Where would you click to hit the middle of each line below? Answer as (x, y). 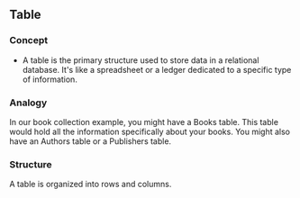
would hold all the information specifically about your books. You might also (150, 131)
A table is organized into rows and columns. (91, 184)
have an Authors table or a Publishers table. (91, 141)
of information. (50, 79)
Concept (28, 40)
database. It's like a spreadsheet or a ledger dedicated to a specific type (157, 69)
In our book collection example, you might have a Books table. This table (144, 121)
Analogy (28, 103)
